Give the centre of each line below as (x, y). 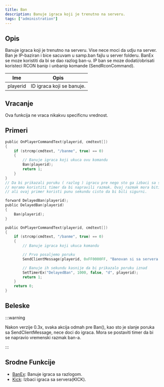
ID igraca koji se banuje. (58, 86)
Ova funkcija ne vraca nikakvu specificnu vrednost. (57, 115)
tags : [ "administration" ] (31, 19)
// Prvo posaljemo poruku (49, 255)
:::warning (15, 318)
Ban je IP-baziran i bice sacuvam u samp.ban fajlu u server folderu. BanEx (79, 55)
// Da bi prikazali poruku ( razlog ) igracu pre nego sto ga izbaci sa (81, 183)
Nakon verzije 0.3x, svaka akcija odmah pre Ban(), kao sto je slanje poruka (80, 327)
